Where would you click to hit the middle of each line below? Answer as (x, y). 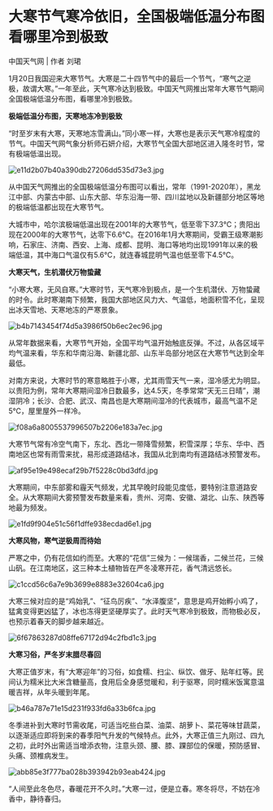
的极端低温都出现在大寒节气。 (58, 207)
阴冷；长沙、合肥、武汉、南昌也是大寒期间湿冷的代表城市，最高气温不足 (136, 400)
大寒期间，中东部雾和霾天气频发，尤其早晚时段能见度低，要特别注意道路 (129, 487)
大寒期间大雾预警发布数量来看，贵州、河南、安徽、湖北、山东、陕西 (143, 497)
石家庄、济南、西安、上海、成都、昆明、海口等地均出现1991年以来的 (136, 244)
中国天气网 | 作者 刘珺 (45, 61)
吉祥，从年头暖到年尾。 (54, 691)
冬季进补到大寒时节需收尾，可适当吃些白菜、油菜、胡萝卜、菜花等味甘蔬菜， (136, 725)
